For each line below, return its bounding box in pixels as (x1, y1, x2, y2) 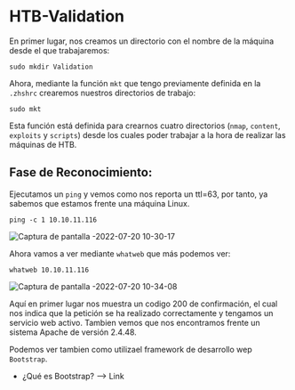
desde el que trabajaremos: (9, 45, 110, 55)
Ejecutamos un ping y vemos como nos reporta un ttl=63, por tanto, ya (9, 189, 268, 199)
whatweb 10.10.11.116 (9, 265, 90, 274)
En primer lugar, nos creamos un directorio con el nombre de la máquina (9, 36, 274, 46)
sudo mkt (9, 104, 42, 113)
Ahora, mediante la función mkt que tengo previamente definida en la (9, 77, 261, 88)
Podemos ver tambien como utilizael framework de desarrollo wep (9, 344, 252, 354)
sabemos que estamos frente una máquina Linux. (9, 198, 190, 208)
